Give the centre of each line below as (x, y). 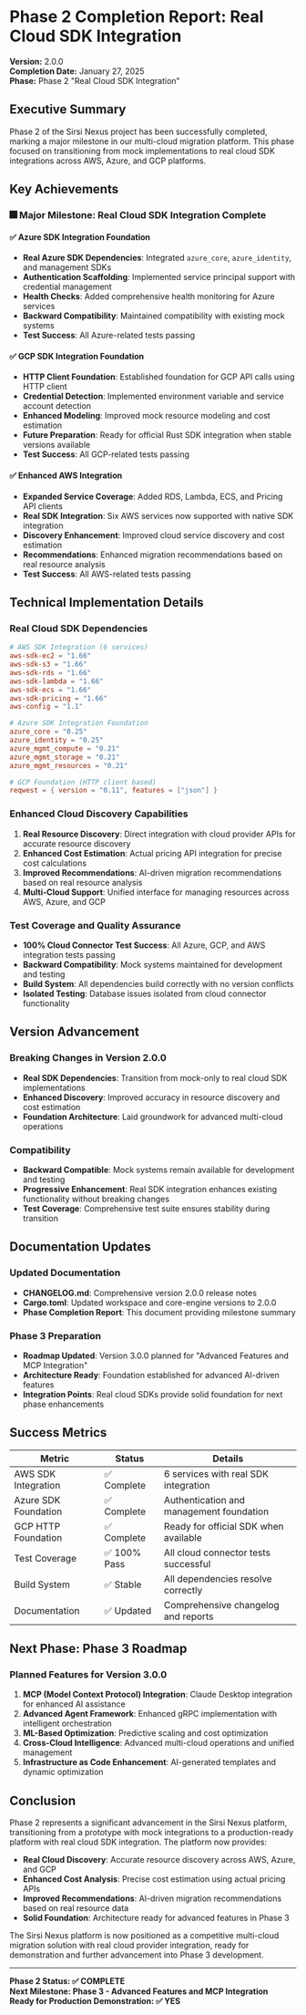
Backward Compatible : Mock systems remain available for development (158, 1169)
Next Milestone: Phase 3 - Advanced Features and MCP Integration (139, 1991)
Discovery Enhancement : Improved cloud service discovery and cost (153, 535)
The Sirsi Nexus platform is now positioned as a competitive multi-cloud (144, 1936)
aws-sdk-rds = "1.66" (51, 672)
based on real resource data (76, 1908)
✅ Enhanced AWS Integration (66, 475)
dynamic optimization (63, 1772)
